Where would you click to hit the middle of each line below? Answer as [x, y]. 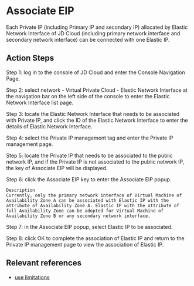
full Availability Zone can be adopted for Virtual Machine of [85, 211]
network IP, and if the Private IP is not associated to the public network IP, [95, 162]
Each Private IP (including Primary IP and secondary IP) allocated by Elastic [97, 27]
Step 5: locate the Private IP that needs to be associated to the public [89, 155]
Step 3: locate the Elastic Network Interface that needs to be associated [93, 114]
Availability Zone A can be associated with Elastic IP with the [87, 200]
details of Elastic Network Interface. [49, 126]
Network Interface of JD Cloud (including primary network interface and [93, 33]
